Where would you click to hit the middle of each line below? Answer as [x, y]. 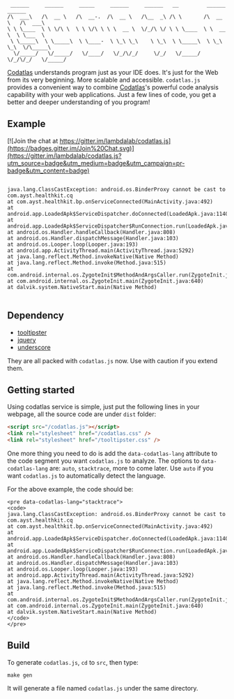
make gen [20, 675]
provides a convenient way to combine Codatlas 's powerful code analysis [113, 87]
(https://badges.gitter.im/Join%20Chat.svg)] [71, 148]
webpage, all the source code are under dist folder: [82, 414]
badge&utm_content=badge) [48, 170]
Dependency [36, 316]
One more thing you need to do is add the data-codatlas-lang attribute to [112, 454]
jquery [26, 339]
